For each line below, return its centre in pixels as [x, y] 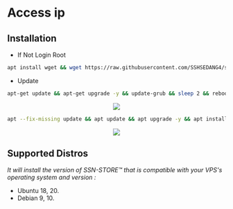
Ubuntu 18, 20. [38, 191]
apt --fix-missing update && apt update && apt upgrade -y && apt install [118, 119]
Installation [32, 38]
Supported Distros [48, 154]
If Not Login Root [41, 55]
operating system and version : [52, 177]
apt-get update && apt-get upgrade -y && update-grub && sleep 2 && [108, 93]
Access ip [36, 13]
